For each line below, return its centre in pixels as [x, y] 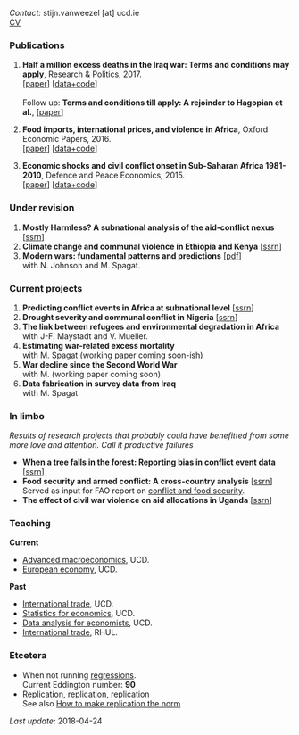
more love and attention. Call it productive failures [101, 445]
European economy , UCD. [70, 569]
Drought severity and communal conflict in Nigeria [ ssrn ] [130, 317]
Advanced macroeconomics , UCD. [86, 560]
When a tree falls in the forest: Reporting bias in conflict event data [149, 462]
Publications [37, 45]
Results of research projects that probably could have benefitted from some [149, 435]
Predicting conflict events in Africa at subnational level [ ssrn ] [138, 308]
